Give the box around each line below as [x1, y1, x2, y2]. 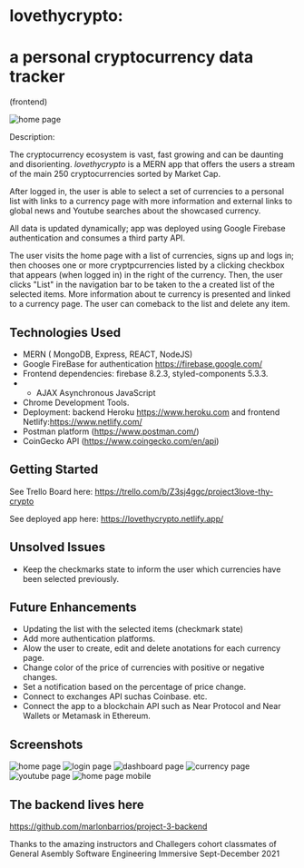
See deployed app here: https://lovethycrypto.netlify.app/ [9, 513, 224, 524]
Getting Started [9, 462, 99, 478]
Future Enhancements [9, 599, 138, 615]
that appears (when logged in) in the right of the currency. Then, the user [9, 270, 283, 281]
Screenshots [9, 736, 83, 752]
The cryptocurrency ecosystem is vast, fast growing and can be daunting [9, 149, 284, 160]
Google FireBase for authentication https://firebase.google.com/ [22, 358, 263, 369]
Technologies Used [9, 324, 121, 340]
